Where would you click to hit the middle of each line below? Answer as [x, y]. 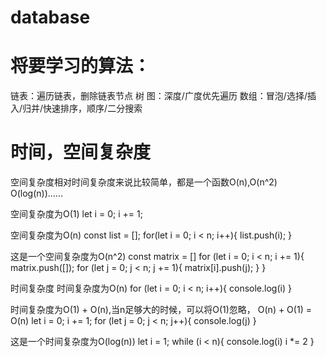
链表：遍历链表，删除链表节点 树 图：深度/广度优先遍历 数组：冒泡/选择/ [159, 96]
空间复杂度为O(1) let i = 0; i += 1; [76, 214]
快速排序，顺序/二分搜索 [93, 108]
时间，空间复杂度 [81, 152]
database [50, 17]
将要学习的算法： [81, 66]
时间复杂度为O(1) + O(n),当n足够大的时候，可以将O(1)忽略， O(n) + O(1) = [161, 310]
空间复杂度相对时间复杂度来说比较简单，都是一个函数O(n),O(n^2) [144, 182]
